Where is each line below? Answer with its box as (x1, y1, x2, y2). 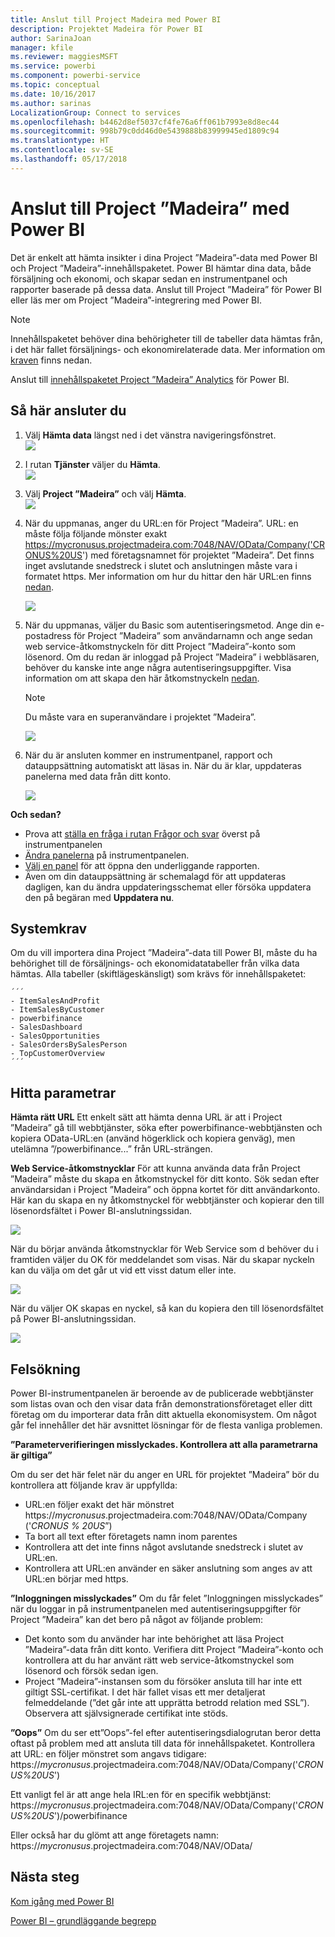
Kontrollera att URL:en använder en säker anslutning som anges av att (24, 1562, 313, 1574)
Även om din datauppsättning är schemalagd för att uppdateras (24, 870, 287, 882)
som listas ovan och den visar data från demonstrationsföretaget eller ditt (10, 1397, 313, 1410)
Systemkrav (10, 920, 88, 937)
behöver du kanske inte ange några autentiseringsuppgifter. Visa (24, 661, 292, 673)
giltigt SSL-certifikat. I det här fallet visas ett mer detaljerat (24, 1686, 266, 1698)
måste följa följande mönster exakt (24, 527, 168, 540)
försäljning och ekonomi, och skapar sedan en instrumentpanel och (10, 272, 288, 285)
